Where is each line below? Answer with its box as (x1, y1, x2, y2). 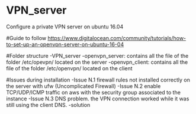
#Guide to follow (6, 34, 46, 41)
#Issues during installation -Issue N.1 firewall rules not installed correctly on (6, 76, 191, 83)
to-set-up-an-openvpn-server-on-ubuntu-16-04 (6, 41, 124, 48)
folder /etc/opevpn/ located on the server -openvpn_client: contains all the (6, 58, 188, 66)
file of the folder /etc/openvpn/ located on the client (6, 64, 133, 71)
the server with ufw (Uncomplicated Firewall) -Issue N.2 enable (6, 82, 161, 89)
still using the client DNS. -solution (6, 101, 91, 108)
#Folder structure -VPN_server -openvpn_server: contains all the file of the (6, 52, 189, 59)
